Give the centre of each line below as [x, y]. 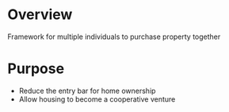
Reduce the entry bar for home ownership [87, 91]
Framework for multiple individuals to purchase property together [114, 37]
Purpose [36, 69]
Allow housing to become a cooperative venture [97, 99]
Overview [40, 15]
